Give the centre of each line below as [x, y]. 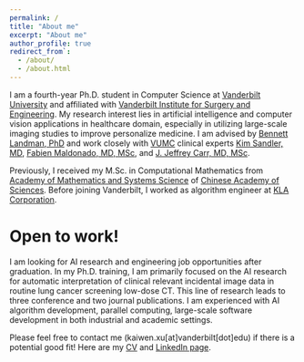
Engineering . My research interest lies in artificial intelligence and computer [151, 114]
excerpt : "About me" [49, 35]
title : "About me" [44, 26]
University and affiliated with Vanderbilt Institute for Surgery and [130, 104]
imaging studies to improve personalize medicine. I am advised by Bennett [149, 133]
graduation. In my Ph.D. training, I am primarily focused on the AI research [148, 271]
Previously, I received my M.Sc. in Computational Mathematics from [137, 171]
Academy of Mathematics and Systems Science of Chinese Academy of [144, 180]
